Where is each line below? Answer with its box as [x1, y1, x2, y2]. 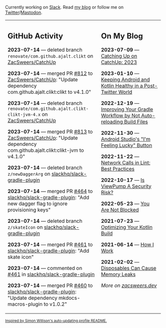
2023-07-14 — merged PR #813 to [7, 128, 93, 135]
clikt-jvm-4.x [7, 112, 41, 117]
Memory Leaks [101, 270, 136, 277]
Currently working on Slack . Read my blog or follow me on [5, 4, 124, 10]
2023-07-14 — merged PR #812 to [7, 69, 93, 76]
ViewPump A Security [101, 183, 152, 190]
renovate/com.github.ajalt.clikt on [7, 52, 94, 59]
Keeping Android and [101, 76, 150, 83]
